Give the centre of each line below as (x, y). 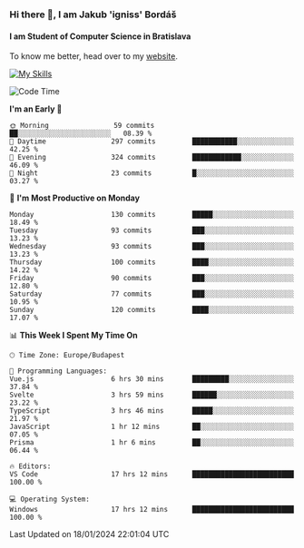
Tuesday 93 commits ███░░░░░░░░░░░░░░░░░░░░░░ (152, 230)
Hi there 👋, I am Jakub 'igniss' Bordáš (93, 15)
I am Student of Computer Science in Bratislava (100, 36)
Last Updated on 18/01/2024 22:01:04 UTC (89, 534)
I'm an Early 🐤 (36, 109)
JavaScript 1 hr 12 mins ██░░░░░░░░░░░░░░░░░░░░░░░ (152, 427)
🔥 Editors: (30, 466)
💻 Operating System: (50, 499)
